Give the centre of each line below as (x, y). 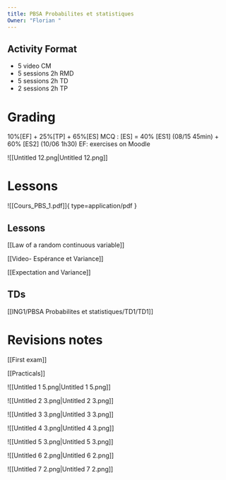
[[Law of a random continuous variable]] (66, 245)
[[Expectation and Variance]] (49, 272)
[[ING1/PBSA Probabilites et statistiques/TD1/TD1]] (81, 311)
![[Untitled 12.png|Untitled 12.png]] (58, 158)
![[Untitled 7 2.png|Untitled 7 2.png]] (60, 469)
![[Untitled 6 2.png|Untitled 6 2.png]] (61, 455)
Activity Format (42, 49)
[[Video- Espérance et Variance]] (55, 259)
